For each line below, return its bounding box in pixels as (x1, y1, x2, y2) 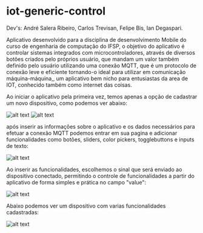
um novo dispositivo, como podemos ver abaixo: (6, 99, 128, 107)
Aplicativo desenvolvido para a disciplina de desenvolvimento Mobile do (6, 36, 187, 43)
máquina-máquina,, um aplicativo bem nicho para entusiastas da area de (6, 75, 188, 82)
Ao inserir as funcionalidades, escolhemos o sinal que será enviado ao (6, 166, 182, 173)
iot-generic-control (6, 4, 106, 18)
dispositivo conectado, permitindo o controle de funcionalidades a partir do (6, 172, 195, 180)
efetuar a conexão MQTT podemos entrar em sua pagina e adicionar (6, 129, 178, 137)
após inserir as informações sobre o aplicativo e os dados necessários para (6, 123, 195, 130)
